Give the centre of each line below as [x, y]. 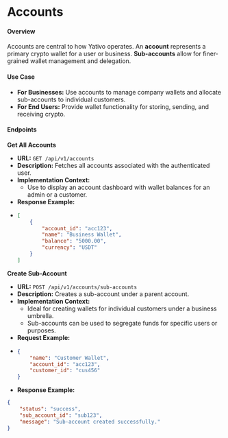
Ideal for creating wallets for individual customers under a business [122, 308]
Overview [21, 31]
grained [18, 61]
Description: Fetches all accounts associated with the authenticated [113, 165]
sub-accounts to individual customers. [71, 99]
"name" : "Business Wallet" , [82, 235]
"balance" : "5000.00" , [74, 241]
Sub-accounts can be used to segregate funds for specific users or [122, 323]
